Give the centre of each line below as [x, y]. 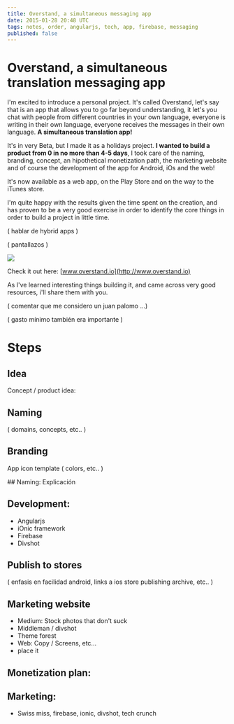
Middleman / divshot [47, 629]
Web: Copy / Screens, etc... [57, 643]
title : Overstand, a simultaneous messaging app [79, 14]
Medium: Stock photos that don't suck [72, 621]
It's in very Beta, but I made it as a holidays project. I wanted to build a [109, 146]
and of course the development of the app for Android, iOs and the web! [111, 168]
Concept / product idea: [42, 390]
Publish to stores [45, 565]
